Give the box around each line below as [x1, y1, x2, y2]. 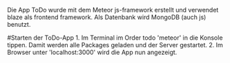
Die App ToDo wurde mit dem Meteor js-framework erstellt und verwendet [7, 6, 219, 14]
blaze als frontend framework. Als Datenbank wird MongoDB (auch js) [7, 13, 207, 21]
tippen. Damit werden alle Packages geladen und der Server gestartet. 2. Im [7, 41, 223, 49]
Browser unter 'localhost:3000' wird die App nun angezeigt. [7, 48, 178, 56]
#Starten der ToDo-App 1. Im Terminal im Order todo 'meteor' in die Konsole [7, 34, 223, 42]
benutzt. [7, 21, 31, 28]
